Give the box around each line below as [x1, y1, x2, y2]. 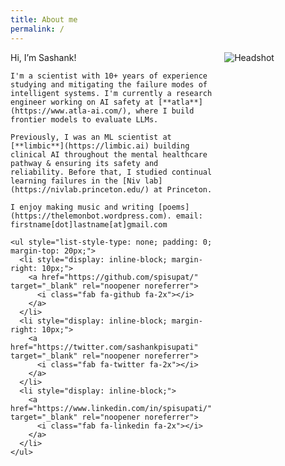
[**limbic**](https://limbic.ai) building [10, 141, 190, 151]
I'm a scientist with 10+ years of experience [10, 71, 208, 81]
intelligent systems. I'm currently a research [10, 88, 213, 98]
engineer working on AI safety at [10, 97, 155, 107]
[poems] [158, 202, 190, 212]
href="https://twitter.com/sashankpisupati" [10, 342, 199, 352]
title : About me [10, 14, 78, 25]
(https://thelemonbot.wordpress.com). [10, 211, 172, 221]
